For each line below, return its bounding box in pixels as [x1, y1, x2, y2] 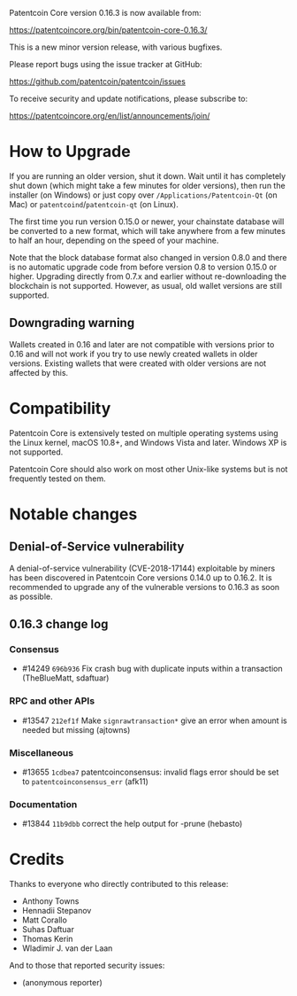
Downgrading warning [9, 315, 135, 331]
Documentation [9, 798, 78, 810]
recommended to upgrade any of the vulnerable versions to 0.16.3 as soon [9, 581, 280, 592]
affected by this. [9, 367, 69, 377]
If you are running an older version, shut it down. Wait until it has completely [9, 170, 286, 181]
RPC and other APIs [9, 695, 95, 707]
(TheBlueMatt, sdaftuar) [21, 673, 110, 683]
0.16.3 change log [9, 617, 109, 632]
